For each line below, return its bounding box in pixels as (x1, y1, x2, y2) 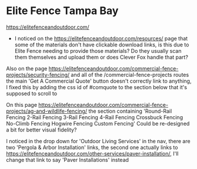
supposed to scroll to (6, 90, 58, 97)
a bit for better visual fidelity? (6, 126, 77, 133)
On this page (6, 101, 37, 108)
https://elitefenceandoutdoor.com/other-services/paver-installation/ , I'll (6, 150, 179, 157)
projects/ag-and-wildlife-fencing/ (6, 107, 87, 114)
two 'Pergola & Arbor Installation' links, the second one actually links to (6, 144, 178, 151)
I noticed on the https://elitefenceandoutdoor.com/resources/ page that (14, 35, 188, 42)
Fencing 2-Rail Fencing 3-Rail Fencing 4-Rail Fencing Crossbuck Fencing (6, 113, 183, 121)
